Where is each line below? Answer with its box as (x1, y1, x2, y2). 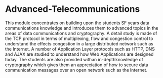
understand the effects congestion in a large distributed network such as (5, 40, 154, 46)
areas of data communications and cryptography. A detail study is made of (5, 30, 157, 36)
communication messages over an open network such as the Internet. (5, 67, 148, 73)
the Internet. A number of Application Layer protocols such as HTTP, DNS (5, 46, 155, 52)
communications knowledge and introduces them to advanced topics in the (5, 25, 159, 31)
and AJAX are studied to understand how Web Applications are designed (5, 51, 154, 57)
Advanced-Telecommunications (5, 3, 140, 15)
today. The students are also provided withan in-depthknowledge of (5, 56, 143, 62)
